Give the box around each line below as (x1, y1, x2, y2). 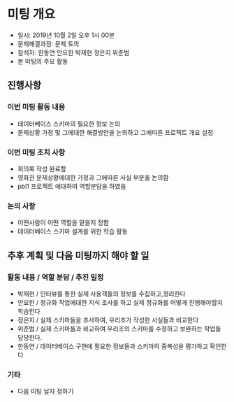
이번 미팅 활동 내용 (7, 102, 66, 112)
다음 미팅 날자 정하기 (17, 387, 74, 396)
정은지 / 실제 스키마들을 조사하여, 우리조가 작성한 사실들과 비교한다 (17, 315, 199, 324)
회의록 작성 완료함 (17, 164, 66, 173)
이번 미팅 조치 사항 (7, 148, 66, 157)
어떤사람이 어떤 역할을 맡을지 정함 (17, 218, 110, 227)
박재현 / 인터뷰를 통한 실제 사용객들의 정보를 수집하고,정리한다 (17, 289, 187, 298)
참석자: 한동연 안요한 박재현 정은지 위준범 (17, 48, 130, 57)
